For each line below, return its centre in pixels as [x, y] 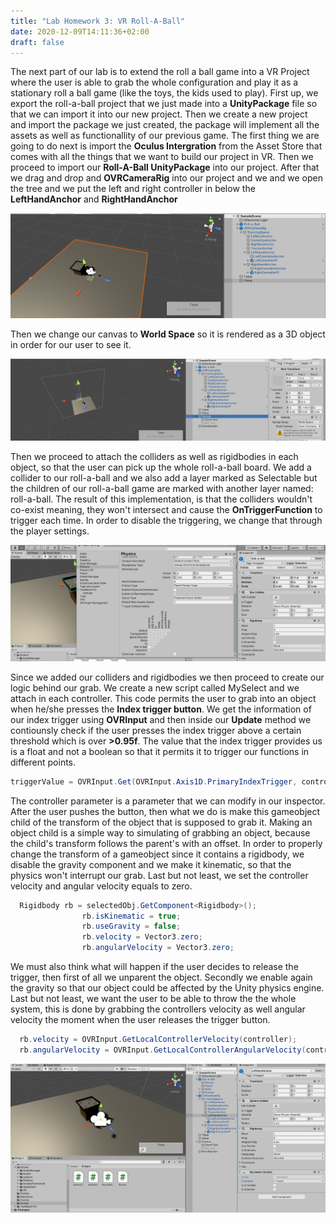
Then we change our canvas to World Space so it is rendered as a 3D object [168, 334]
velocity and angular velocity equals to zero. [101, 886]
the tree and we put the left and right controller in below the [133, 189]
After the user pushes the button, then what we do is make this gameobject [165, 811]
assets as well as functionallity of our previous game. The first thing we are [165, 136]
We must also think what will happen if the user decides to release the [154, 967]
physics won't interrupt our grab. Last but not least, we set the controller [159, 875]
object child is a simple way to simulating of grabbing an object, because [160, 832]
